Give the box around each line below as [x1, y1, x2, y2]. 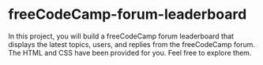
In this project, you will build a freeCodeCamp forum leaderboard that [8, 31, 235, 41]
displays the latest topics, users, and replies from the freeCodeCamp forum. [8, 39, 255, 49]
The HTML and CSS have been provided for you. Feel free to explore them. [8, 48, 252, 57]
